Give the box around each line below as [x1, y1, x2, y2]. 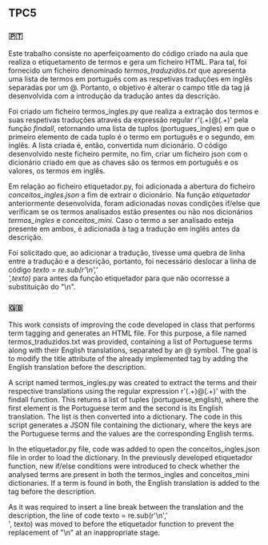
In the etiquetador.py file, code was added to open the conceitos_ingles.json [8, 444, 260, 454]
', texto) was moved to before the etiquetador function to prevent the [8, 519, 234, 528]
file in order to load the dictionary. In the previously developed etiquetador [8, 452, 254, 462]
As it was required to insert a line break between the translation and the [8, 502, 244, 511]
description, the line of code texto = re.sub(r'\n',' [8, 511, 168, 520]
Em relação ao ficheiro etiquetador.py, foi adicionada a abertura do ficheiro [8, 181, 256, 191]
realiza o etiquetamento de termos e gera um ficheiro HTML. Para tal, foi [8, 57, 247, 66]
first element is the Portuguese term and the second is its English [8, 403, 223, 412]
